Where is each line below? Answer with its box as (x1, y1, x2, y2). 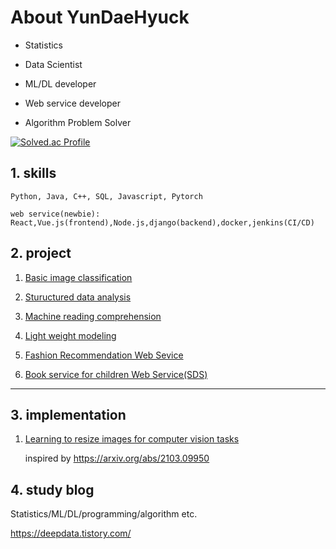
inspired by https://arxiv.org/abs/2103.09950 (24, 452, 210, 465)
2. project (10, 245, 72, 262)
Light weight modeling (24, 329, 117, 341)
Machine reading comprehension (24, 310, 162, 322)
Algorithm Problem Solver (24, 116, 132, 128)
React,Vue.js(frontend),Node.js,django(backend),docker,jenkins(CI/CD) (10, 217, 315, 228)
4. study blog (10, 481, 95, 498)
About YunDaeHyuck (10, 6, 190, 29)
